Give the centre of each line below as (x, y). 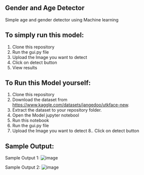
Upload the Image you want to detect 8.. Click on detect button (76, 131)
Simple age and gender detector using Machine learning (62, 19)
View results (25, 67)
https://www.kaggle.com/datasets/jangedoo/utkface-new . (71, 105)
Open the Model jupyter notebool (46, 115)
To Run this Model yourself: (48, 83)
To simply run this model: (45, 35)
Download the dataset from (40, 100)
